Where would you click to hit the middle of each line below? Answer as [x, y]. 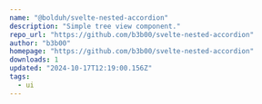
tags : [20, 77]
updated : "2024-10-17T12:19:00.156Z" [81, 69]
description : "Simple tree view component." [95, 26]
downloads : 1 [34, 60]
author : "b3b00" [40, 43]
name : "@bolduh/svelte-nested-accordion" [89, 18]
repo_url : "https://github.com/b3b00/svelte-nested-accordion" [132, 34]
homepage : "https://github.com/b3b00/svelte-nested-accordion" [132, 52]
